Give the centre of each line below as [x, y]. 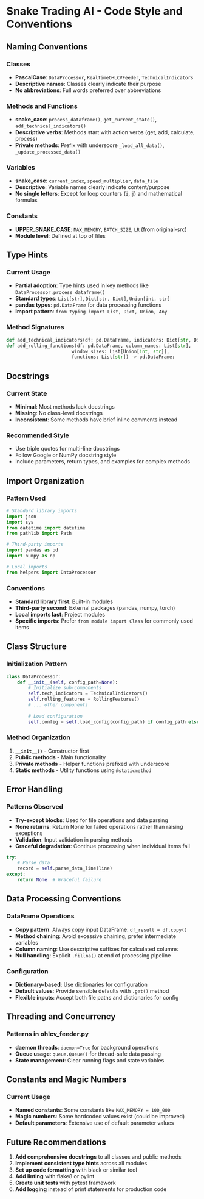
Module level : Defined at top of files [60, 235]
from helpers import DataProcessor [51, 572]
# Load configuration [56, 716]
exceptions [29, 833]
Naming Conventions [47, 47]
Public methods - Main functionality [60, 757]
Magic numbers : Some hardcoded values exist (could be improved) [100, 1117]
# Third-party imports [35, 545]
